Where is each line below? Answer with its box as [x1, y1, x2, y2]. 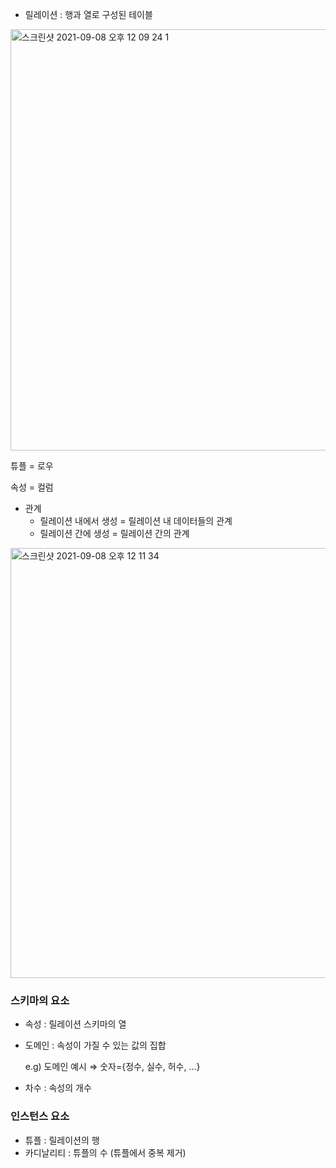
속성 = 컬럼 [10, 481, 54, 493]
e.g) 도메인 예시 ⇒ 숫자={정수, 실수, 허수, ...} [24, 1061, 201, 1073]
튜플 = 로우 [10, 460, 54, 472]
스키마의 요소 [10, 993, 70, 1007]
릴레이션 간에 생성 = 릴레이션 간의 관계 [39, 528, 190, 539]
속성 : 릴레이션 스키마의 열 [24, 1018, 127, 1030]
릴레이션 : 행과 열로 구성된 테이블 [24, 9, 153, 20]
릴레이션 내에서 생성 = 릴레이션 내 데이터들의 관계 [39, 515, 233, 527]
